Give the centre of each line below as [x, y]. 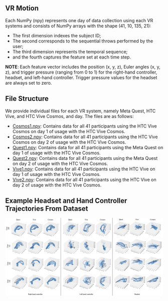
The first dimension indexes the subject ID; [57, 35]
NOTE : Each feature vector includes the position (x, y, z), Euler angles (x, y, [83, 67]
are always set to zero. [29, 83]
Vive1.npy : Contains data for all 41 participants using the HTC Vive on [84, 169]
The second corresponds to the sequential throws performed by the [83, 41]
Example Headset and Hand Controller [66, 201]
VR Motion [22, 8]
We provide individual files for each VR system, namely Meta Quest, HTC [80, 111]
